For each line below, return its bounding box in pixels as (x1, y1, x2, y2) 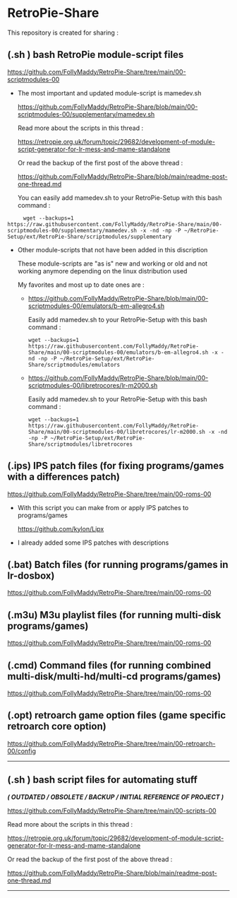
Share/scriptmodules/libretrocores (28, 440, 133, 448)
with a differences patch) (7, 471, 121, 483)
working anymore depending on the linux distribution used (17, 266, 188, 275)
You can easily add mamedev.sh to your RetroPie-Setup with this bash (17, 193, 222, 202)
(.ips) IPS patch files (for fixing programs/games (7, 460, 224, 472)
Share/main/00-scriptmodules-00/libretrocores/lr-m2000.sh (28, 428, 206, 435)
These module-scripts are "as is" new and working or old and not (17, 259, 208, 268)
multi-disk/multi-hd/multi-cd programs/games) (7, 670, 221, 683)
